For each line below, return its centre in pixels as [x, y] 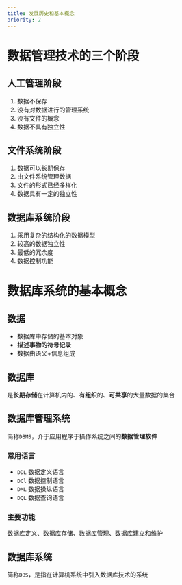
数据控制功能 [35, 261]
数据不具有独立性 [41, 127]
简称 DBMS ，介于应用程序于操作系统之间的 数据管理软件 [82, 436]
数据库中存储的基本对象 [50, 336]
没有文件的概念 [38, 118]
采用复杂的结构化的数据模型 [56, 235]
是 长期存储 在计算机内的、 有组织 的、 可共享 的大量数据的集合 [91, 395]
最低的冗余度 [35, 252]
